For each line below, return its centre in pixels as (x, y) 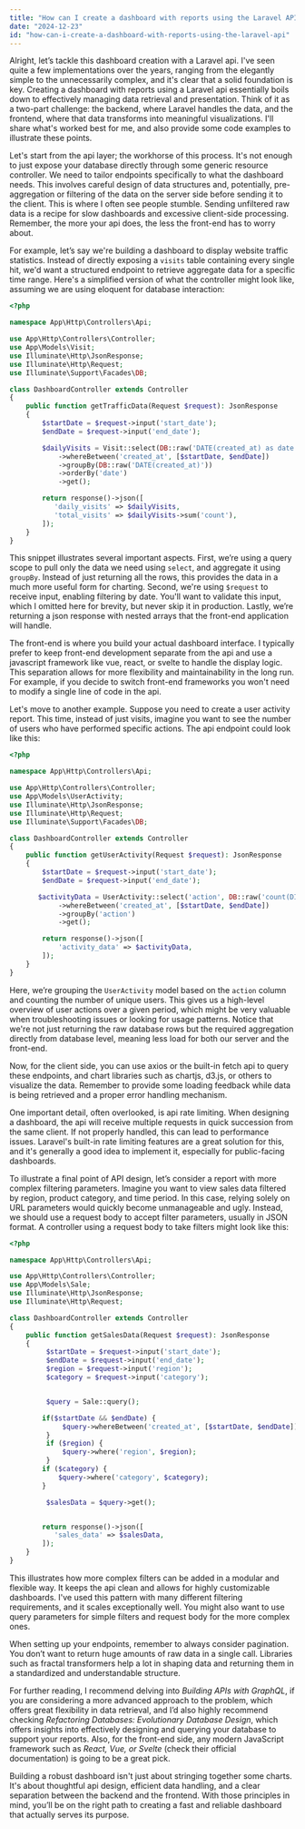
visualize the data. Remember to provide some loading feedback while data (150, 1085)
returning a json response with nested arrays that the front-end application (149, 616)
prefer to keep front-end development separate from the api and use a (141, 653)
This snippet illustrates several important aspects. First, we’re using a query (151, 558)
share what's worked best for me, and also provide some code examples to (150, 128)
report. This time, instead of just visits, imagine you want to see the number (151, 719)
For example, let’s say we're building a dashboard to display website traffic (149, 250)
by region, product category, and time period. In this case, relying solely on (150, 1197)
